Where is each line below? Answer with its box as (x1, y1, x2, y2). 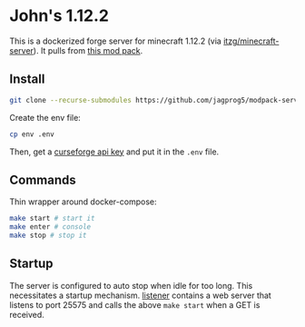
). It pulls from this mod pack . (33, 45, 143, 55)
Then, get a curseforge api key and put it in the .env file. (9, 146, 220, 157)
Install (9, 72, 45, 87)
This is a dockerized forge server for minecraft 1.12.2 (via (9, 35, 222, 46)
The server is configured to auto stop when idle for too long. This (9, 280, 253, 291)
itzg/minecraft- (223, 35, 280, 46)
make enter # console (9, 223, 92, 232)
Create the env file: (9, 112, 82, 123)
